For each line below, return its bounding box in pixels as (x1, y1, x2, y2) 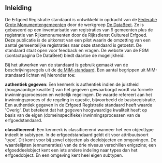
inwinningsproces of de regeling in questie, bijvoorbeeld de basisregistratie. (5, 96, 156, 103)
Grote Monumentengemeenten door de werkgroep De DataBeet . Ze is (5, 22, 144, 27)
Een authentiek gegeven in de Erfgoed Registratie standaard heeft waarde (5, 102, 152, 108)
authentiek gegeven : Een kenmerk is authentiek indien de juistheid (5, 81, 139, 87)
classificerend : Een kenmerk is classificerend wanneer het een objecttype (5, 126, 154, 132)
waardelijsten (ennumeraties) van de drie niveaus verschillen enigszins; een (5, 142, 156, 148)
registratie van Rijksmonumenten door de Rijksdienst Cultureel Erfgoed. (5, 32, 147, 38)
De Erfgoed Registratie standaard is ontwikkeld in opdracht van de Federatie (5, 16, 157, 22)
